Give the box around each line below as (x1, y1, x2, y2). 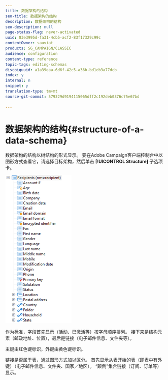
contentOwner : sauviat (5, 41, 53, 46)
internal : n (5, 78, 30, 83)
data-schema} (5, 135, 68, 146)
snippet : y (5, 83, 28, 89)
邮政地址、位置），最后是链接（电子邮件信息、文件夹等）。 (14, 335, 135, 341)
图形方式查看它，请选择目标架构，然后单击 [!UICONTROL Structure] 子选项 (5, 158, 163, 165)
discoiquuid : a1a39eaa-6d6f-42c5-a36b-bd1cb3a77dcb (5, 67, 117, 72)
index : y (5, 73, 24, 78)
